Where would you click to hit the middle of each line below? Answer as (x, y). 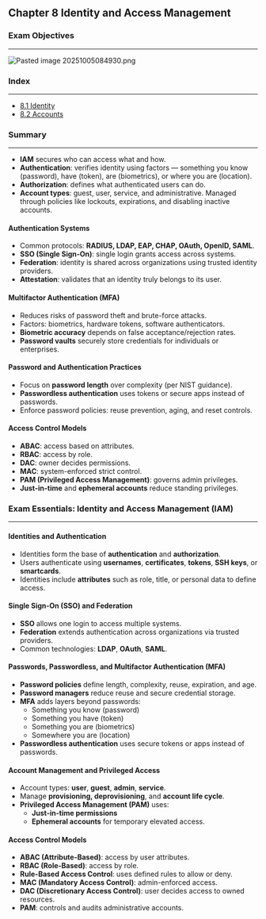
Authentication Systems (49, 228)
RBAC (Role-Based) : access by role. (79, 866)
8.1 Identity (37, 106)
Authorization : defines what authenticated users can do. (112, 185)
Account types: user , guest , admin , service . (93, 788)
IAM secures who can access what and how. (93, 160)
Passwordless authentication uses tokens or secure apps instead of (132, 393)
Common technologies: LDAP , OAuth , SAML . (93, 648)
